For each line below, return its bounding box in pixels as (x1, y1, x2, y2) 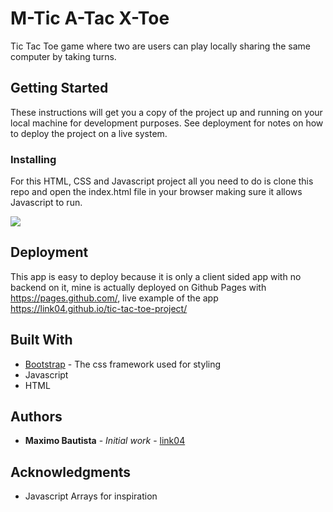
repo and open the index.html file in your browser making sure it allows (10, 186, 303, 198)
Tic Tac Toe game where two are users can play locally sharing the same (10, 40, 312, 52)
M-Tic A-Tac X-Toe (10, 7, 170, 30)
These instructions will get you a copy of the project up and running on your (10, 106, 323, 118)
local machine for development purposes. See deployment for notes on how (10, 117, 324, 129)
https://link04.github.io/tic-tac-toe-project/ (10, 302, 188, 314)
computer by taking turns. (10, 50, 117, 62)
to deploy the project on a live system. (10, 127, 168, 139)
